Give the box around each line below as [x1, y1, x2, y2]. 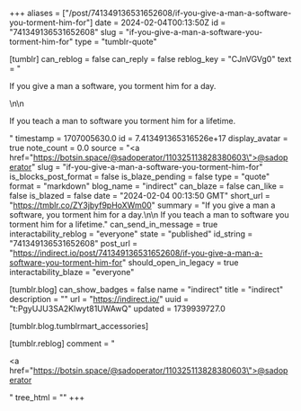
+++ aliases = [9, 8, 61, 18]
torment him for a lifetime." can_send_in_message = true [9, 219, 218, 229]
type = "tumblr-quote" [75, 36, 157, 47]
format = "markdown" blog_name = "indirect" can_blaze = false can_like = [9, 181, 285, 192]
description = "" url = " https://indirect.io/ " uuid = [9, 294, 190, 304]
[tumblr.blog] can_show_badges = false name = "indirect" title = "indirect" [9, 284, 284, 295]
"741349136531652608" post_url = [9, 238, 137, 248]
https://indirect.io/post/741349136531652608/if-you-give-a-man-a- [13, 247, 263, 258]
